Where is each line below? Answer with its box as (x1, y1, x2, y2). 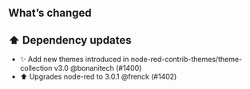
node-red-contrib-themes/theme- (130, 55, 243, 64)
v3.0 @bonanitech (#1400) (54, 64, 142, 73)
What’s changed (8, 6, 92, 20)
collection (19, 64, 53, 73)
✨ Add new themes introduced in (19, 55, 129, 64)
